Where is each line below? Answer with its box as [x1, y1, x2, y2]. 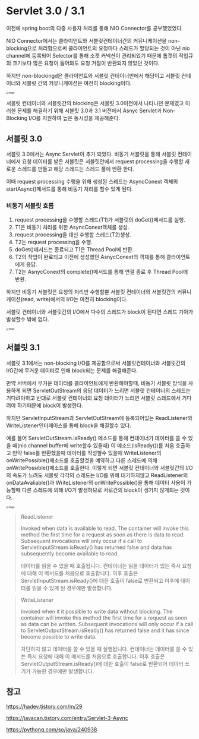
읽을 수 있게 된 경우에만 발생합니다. [31, 585, 113, 592]
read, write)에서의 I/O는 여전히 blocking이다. [22, 296, 128, 303]
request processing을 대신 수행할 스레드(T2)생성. [14, 231, 132, 238]
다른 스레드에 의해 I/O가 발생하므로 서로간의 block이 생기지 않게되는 [21, 486, 179, 494]
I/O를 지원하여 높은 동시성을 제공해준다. [29, 115, 121, 122]
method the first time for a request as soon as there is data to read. [20, 531, 185, 538]
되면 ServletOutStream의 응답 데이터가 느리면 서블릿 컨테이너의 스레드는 [21, 387, 191, 394]
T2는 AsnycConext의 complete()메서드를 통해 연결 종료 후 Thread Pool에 [14, 269, 188, 276]
